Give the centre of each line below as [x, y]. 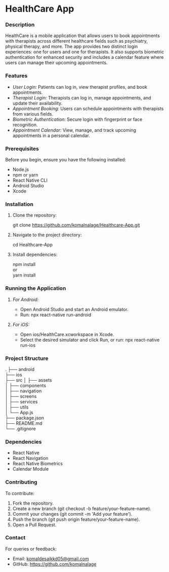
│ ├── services [22, 401]
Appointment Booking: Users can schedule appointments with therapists [88, 108]
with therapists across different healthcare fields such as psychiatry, [77, 41]
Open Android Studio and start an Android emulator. [74, 309]
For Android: [26, 299]
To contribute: [20, 493]
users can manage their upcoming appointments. [56, 63]
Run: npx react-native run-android [56, 315]
